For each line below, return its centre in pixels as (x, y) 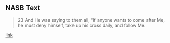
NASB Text (23, 8)
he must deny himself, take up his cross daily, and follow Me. (82, 25)
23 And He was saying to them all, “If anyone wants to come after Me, (91, 20)
